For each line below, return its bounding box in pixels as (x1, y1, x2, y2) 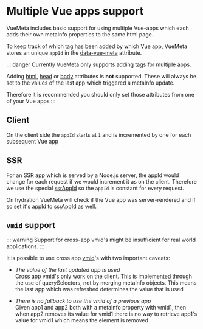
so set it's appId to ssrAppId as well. (6, 203, 97, 210)
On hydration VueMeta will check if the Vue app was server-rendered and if (6, 196, 196, 203)
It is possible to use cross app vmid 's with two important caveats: (6, 254, 170, 262)
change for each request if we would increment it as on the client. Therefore (6, 178, 198, 185)
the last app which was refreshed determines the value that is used (15, 286, 184, 293)
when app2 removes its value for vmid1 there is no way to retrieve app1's (15, 310, 198, 317)
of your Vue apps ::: (6, 97, 56, 105)
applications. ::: (6, 243, 44, 250)
